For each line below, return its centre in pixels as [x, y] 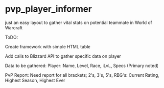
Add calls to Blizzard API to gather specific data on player [63, 56]
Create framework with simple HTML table [48, 46]
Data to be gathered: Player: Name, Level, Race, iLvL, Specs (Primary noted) [82, 66]
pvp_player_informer [48, 9]
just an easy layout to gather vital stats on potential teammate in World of [79, 22]
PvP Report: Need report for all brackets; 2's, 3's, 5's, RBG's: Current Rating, [82, 75]
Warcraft [14, 27]
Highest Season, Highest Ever [35, 80]
